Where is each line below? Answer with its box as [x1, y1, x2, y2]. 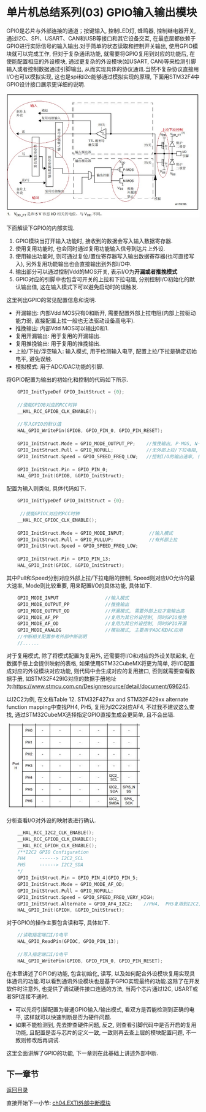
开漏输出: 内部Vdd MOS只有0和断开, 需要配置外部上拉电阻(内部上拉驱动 [15, 309, 196, 317]
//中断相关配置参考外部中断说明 [17, 634, 87, 640]
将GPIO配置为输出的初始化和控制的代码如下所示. [6, 376, 129, 384]
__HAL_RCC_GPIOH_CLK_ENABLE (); [17, 842, 97, 849]
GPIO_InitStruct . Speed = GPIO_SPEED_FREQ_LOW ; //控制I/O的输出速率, [17, 453, 195, 460]
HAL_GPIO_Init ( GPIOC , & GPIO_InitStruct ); [17, 562, 124, 569]
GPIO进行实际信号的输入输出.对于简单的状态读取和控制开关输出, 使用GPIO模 [6, 42, 198, 50]
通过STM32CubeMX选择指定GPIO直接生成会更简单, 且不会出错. [14, 711, 175, 718]
